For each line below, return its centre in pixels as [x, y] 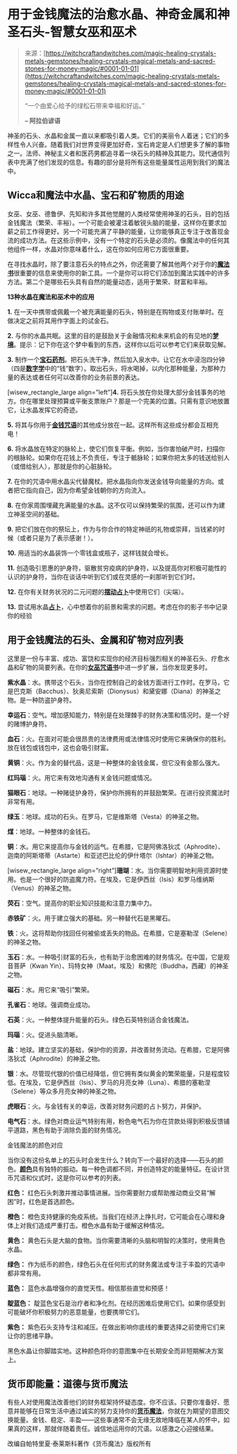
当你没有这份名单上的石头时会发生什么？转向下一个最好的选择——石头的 [112, 1160]
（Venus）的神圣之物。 [41, 888]
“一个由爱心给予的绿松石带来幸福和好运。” [85, 105]
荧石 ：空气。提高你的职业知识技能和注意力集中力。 [81, 903]
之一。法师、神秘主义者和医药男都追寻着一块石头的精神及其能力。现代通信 [115, 153]
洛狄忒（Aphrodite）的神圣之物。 [56, 1058]
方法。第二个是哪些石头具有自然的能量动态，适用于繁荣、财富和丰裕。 [109, 282]
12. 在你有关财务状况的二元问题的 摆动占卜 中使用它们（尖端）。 [98, 591]
